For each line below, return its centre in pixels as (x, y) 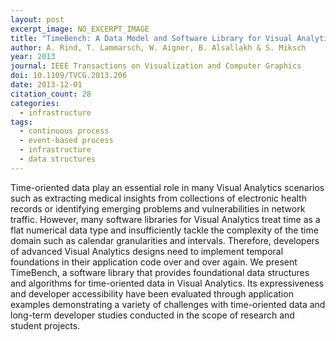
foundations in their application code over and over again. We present (154, 262)
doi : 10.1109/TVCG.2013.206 (69, 76)
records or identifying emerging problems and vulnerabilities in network (158, 208)
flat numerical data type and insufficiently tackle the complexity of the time (164, 230)
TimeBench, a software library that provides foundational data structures (160, 272)
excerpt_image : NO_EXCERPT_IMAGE (80, 29)
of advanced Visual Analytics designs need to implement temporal (147, 251)
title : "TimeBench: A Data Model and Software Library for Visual (151, 38)
